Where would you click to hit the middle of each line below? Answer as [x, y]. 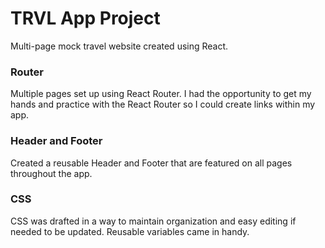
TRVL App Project [85, 18]
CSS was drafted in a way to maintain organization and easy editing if [153, 221]
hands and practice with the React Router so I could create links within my [163, 104]
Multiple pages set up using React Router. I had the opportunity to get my [161, 94]
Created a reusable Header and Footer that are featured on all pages [151, 163]
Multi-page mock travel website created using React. [119, 46]
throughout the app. [51, 173]
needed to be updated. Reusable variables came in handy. [130, 231]
